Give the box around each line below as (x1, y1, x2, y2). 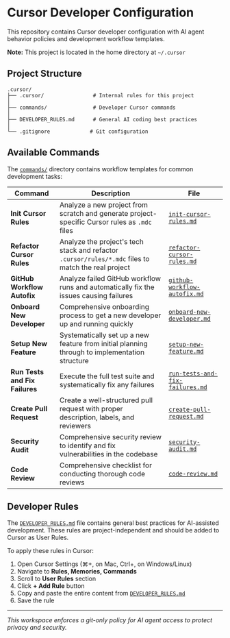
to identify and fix (59, 441, 116, 450)
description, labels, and (59, 413, 135, 422)
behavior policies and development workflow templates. (7, 34, 166, 42)
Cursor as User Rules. (7, 533, 69, 542)
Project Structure (7, 68, 82, 79)
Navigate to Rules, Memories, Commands (16, 567, 137, 576)
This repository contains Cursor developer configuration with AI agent (7, 27, 205, 36)
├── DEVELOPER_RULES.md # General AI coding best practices (7, 116, 197, 123)
